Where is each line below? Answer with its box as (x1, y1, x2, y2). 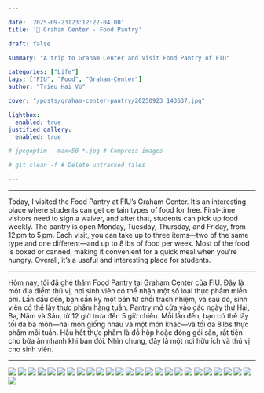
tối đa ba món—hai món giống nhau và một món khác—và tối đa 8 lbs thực (8, 319, 249, 329)
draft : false (8, 40, 51, 48)
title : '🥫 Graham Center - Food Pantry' (8, 25, 143, 34)
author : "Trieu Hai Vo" (8, 83, 86, 91)
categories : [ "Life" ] (8, 68, 79, 76)
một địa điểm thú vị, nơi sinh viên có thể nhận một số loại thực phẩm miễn (8, 286, 247, 295)
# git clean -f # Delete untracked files (8, 162, 146, 169)
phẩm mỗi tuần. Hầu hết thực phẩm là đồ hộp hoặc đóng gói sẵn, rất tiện (8, 328, 244, 337)
